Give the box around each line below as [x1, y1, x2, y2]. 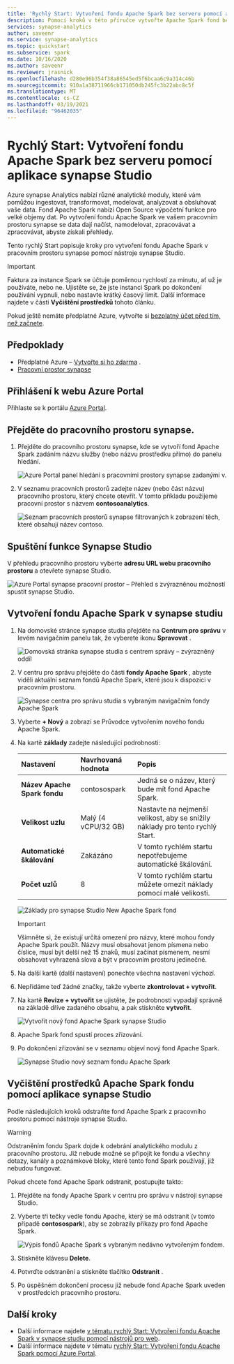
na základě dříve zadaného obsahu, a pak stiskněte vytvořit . [17, 1003, 192, 1011]
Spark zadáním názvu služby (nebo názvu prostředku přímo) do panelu [17, 450, 221, 458]
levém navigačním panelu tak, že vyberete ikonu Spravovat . [17, 633, 192, 642]
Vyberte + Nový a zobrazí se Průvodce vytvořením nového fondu [17, 717, 205, 726]
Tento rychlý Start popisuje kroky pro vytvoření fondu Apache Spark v [7, 241, 208, 249]
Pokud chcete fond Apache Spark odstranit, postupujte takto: [7, 1178, 183, 1186]
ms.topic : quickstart [7, 43, 70, 50]
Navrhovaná [80, 755, 123, 765]
